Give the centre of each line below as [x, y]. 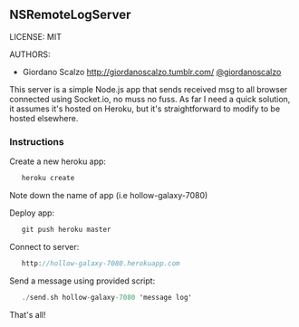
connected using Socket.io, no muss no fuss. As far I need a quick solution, [150, 99]
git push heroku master [66, 229]
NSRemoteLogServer [70, 15]
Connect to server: [44, 246]
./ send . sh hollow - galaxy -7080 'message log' [107, 297]
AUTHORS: [30, 54]
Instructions [37, 141]
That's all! [28, 314]
